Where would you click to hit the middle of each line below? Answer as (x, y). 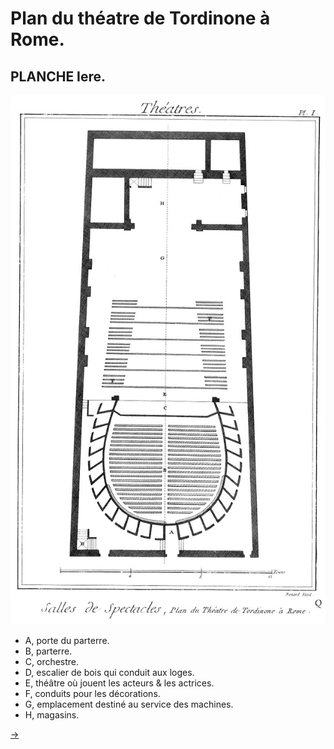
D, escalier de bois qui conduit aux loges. (109, 672)
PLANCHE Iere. (58, 76)
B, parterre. (48, 651)
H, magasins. (52, 714)
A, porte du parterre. (67, 640)
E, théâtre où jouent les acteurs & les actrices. (119, 683)
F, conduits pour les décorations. (92, 693)
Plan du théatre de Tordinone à (140, 18)
